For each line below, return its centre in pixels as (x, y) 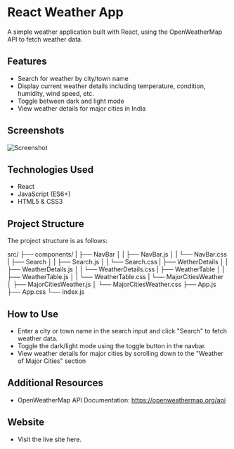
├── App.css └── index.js (46, 292)
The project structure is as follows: (57, 241)
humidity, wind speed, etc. (56, 93)
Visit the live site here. (50, 439)
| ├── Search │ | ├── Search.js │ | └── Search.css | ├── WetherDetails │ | (118, 262)
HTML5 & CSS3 (40, 202)
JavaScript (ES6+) (44, 194)
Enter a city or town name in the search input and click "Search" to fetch (122, 331)
